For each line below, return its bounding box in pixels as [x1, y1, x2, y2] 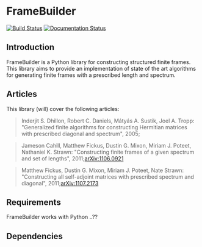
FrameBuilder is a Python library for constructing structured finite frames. [6, 58, 191, 65]
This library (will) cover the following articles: [6, 105, 120, 112]
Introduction [6, 42, 55, 52]
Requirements [6, 197, 61, 207]
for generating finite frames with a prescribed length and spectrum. [6, 71, 176, 79]
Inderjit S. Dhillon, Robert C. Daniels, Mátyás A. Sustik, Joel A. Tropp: [21, 117, 195, 124]
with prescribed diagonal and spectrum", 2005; [21, 130, 140, 137]
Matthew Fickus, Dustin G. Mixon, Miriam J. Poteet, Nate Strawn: [21, 166, 184, 174]
